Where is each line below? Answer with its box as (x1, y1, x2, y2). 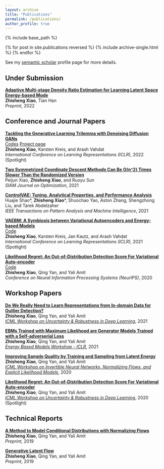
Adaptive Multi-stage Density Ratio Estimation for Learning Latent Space (5, 87, 159, 93)
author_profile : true (5, 21, 50, 26)
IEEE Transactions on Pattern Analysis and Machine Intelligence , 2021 (5, 207, 149, 214)
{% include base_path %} (5, 35, 57, 41)
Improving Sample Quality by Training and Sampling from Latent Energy (5, 353, 156, 359)
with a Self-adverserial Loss (5, 333, 64, 339)
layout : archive (5, 7, 39, 12)
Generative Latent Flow (5, 448, 55, 454)
